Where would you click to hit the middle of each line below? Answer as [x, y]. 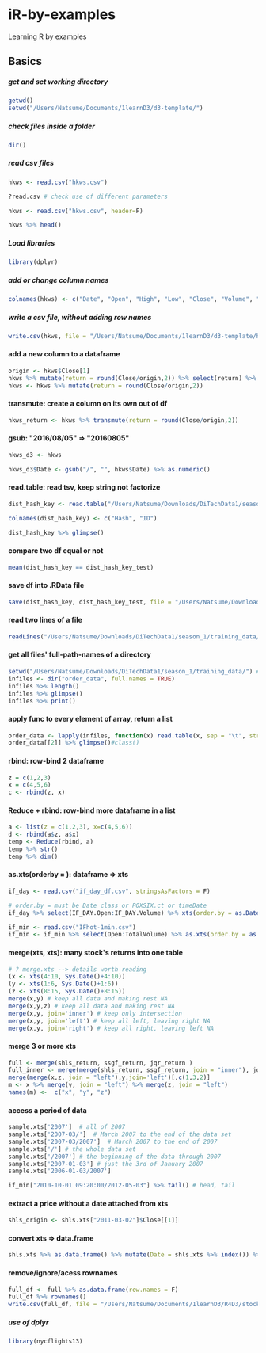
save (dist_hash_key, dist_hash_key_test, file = [90, 602]
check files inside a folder [52, 126]
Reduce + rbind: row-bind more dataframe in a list [92, 810]
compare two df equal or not [56, 551]
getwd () [21, 101]
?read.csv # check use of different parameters [88, 196]
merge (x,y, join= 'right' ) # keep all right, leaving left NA [111, 1028]
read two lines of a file [46, 620]
